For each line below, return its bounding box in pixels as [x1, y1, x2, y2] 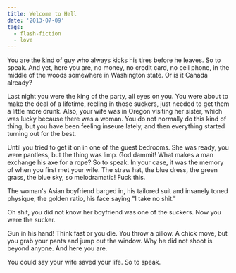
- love [13, 37, 33, 44]
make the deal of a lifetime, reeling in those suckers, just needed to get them [7, 99, 230, 108]
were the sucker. [7, 216, 56, 224]
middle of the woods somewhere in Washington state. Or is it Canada [7, 71, 208, 80]
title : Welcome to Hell [7, 10, 77, 18]
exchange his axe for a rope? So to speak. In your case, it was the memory [7, 158, 224, 166]
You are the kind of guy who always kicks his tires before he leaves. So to [7, 56, 221, 64]
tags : [7, 23, 23, 30]
